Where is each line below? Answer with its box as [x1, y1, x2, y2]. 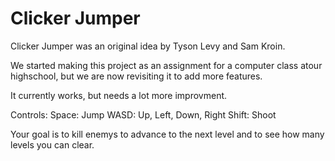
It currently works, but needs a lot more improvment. [10, 89, 228, 101]
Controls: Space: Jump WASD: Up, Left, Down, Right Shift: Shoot [10, 108, 277, 121]
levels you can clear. [10, 138, 95, 151]
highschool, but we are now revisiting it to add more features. [10, 70, 263, 82]
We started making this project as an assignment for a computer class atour [10, 59, 323, 71]
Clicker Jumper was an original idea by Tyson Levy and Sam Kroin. [10, 40, 286, 52]
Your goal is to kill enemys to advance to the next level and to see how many [10, 128, 325, 140]
